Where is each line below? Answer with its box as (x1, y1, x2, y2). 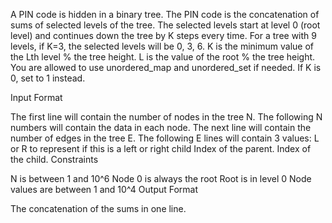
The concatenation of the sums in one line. (10, 203, 187, 214)
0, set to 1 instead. (10, 72, 86, 84)
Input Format (10, 92, 63, 103)
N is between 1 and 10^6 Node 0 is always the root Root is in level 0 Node (10, 173, 312, 184)
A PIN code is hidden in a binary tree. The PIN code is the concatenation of (10, 9, 320, 20)
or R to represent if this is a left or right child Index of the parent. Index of (10, 143, 312, 154)
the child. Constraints (10, 154, 99, 165)
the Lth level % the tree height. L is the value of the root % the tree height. (10, 51, 316, 63)
